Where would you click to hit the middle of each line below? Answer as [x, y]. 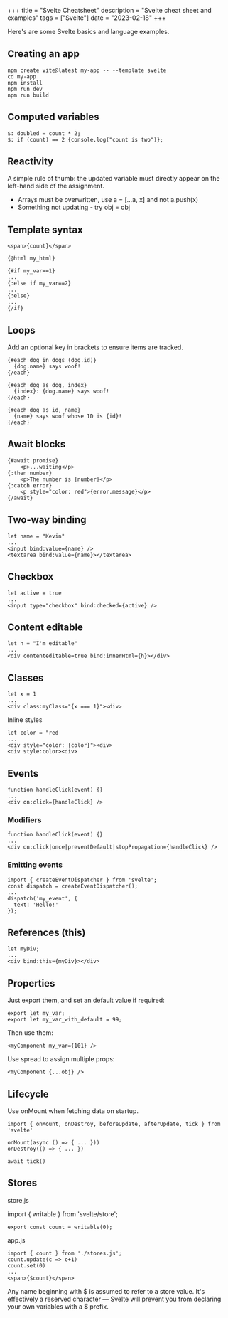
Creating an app [44, 54]
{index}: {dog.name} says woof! [62, 392]
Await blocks [37, 444]
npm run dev [25, 89]
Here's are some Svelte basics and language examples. [88, 32]
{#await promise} [33, 461]
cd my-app [22, 76]
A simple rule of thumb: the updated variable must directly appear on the [114, 179]
